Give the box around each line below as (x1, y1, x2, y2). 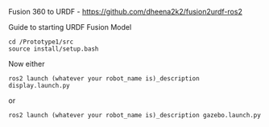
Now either (8, 59, 45, 68)
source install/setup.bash (8, 45, 99, 53)
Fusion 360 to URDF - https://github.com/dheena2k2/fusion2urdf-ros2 (8, 7, 243, 16)
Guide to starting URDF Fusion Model (8, 23, 132, 31)
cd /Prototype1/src (8, 38, 74, 46)
